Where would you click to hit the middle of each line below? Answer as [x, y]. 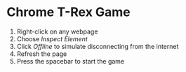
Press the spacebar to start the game [71, 61]
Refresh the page [42, 54]
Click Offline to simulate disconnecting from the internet [98, 46]
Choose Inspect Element [52, 38]
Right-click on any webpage [57, 31]
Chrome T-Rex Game [68, 12]
